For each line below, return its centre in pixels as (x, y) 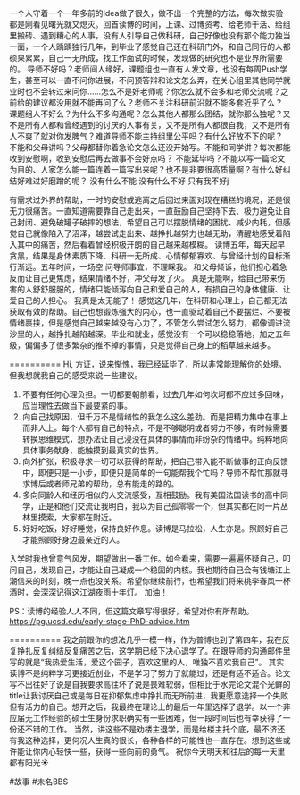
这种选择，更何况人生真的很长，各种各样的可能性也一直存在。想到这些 (154, 740)
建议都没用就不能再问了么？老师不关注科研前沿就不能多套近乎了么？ (158, 102)
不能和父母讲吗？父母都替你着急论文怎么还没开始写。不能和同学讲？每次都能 (150, 147)
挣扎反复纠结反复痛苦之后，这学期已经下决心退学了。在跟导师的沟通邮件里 (154, 651)
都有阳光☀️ (29, 762)
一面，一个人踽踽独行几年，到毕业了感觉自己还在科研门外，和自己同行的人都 (150, 47)
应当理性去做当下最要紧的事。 (77, 406)
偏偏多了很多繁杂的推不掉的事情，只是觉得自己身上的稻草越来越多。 (150, 345)
